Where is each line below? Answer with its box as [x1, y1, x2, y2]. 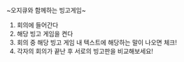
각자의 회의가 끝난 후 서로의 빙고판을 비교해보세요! [16, 47, 153, 55]
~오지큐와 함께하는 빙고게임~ [6, 6, 86, 14]
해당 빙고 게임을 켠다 [16, 30, 73, 38]
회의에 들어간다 [16, 21, 59, 29]
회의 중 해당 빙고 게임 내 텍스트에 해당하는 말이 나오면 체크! [16, 38, 178, 47]
